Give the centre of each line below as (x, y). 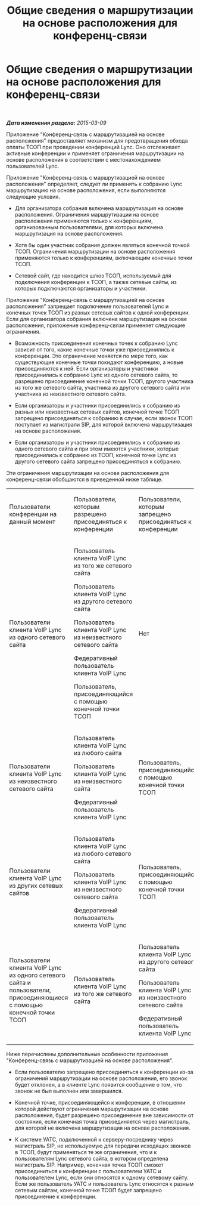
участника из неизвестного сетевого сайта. (71, 394)
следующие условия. (33, 196)
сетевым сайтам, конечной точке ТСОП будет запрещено (88, 1190)
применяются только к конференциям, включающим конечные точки (103, 258)
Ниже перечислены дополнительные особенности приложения (87, 1054)
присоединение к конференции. (56, 1196)
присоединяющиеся (39, 997)
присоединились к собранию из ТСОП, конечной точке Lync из (96, 455)
